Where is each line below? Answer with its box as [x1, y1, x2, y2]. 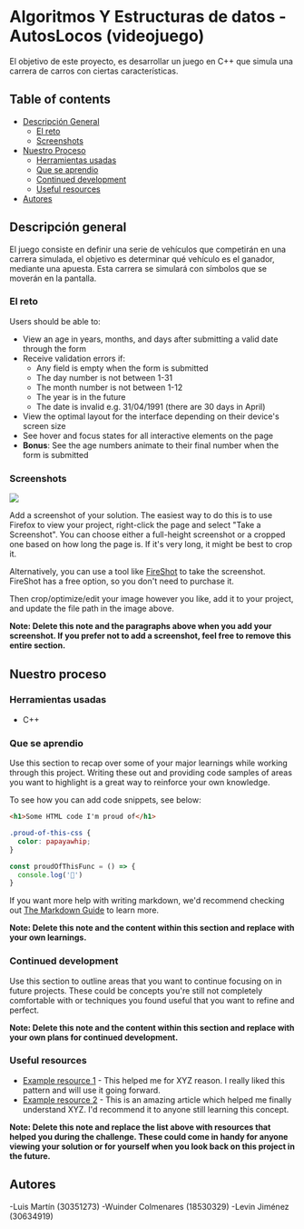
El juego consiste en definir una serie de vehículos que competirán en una [9, 244, 287, 255]
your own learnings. [9, 932, 87, 943]
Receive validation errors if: [22, 353, 125, 364]
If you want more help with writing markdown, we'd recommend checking [9, 895, 285, 906]
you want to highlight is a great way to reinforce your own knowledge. [9, 777, 270, 788]
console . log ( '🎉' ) [17, 870, 83, 879]
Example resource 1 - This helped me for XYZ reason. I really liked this [22, 1074, 286, 1085]
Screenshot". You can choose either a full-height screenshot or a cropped [9, 529, 286, 540]
